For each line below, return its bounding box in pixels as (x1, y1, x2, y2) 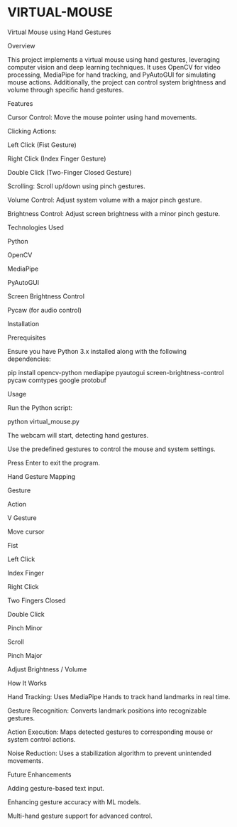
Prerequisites (7, 333, 46, 342)
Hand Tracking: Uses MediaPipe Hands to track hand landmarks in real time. (7, 692, 231, 701)
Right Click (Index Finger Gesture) (7, 154, 106, 163)
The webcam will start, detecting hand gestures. (7, 431, 149, 439)
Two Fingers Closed (7, 596, 66, 605)
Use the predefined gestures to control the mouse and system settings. (7, 445, 216, 453)
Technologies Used (7, 223, 64, 232)
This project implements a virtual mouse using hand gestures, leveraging (7, 55, 220, 64)
